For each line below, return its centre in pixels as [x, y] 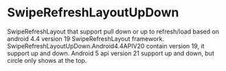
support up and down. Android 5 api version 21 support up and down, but [111, 53]
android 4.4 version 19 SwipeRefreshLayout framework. [86, 38]
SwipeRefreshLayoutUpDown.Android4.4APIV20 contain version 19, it [106, 46]
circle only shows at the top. [47, 60]
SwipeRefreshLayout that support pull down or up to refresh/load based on [113, 31]
